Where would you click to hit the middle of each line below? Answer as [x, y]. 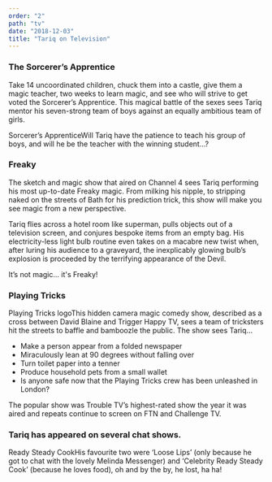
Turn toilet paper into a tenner [70, 363]
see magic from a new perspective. [67, 208]
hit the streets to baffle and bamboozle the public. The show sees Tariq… [131, 331]
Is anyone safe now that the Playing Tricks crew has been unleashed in [139, 381]
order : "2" [27, 16]
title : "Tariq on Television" [60, 39]
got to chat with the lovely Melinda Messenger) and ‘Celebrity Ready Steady [136, 461]
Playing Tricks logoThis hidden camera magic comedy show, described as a [135, 313]
